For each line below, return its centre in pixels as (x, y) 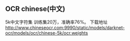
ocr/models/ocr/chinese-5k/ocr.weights (47, 33)
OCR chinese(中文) (35, 9)
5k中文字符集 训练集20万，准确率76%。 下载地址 (56, 22)
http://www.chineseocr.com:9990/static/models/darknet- (65, 27)
